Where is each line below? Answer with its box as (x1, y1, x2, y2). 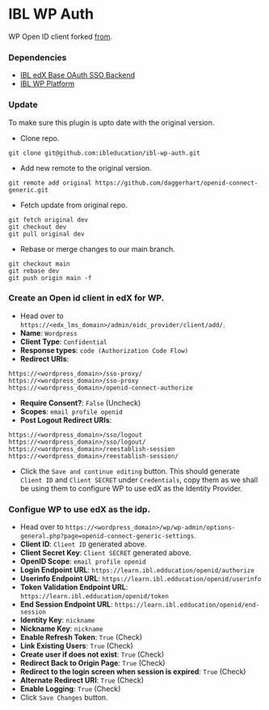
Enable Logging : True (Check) (19, 684, 121, 694)
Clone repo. (19, 133, 60, 142)
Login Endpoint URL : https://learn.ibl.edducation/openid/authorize (19, 565, 254, 575)
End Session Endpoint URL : (19, 600, 113, 610)
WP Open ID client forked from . (8, 32, 113, 41)
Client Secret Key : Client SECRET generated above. (19, 548, 191, 558)
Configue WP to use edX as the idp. (8, 504, 151, 515)
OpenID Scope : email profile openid (19, 556, 147, 567)
